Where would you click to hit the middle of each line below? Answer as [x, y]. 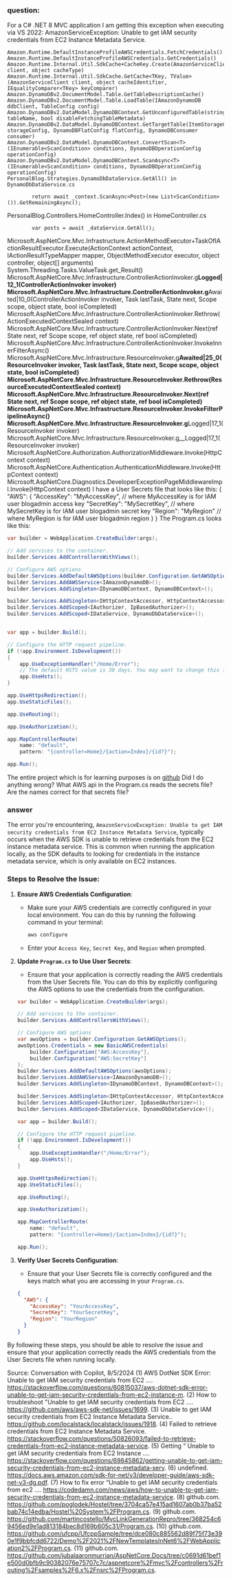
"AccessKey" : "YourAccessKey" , [75, 1306]
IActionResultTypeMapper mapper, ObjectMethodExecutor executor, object [113, 256]
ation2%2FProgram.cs [39, 1548]
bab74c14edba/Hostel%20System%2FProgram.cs [78, 1512]
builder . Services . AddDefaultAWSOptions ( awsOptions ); [94, 1071]
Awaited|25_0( [200, 358]
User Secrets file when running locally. [62, 1359]
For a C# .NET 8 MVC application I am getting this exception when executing [115, 25]
